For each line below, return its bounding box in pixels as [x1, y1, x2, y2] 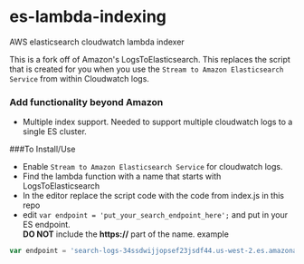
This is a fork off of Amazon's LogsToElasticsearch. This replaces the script [9, 54, 291, 64]
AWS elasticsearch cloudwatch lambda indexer [9, 36, 185, 47]
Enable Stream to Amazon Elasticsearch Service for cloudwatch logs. [22, 161, 283, 172]
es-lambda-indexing [9, 6, 167, 27]
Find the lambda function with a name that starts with [22, 171, 222, 182]
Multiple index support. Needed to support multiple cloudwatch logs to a [22, 116, 293, 128]
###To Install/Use [9, 143, 76, 155]
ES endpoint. [22, 220, 71, 230]
